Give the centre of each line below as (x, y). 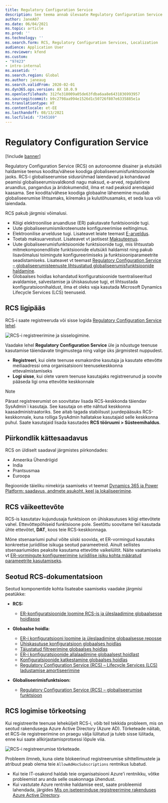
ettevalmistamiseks (32, 371)
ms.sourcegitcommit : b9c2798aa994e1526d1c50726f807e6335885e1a (73, 99)
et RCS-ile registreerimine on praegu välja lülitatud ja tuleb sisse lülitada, (80, 734)
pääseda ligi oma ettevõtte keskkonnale (53, 381)
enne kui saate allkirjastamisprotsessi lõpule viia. (55, 739)
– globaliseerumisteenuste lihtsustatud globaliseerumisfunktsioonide (83, 265)
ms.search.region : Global (32, 75)
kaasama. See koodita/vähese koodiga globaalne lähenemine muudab (77, 193)
